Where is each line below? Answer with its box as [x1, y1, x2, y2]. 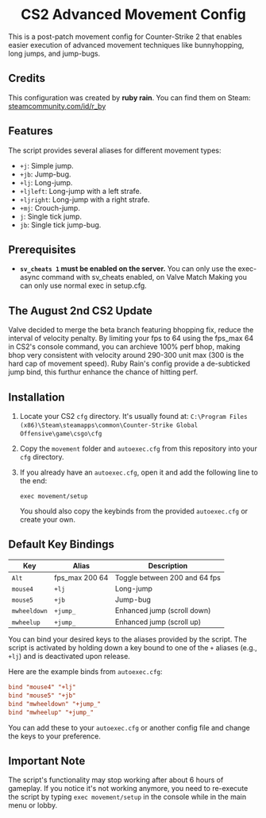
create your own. [19, 515, 75, 524]
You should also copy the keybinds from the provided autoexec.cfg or [19, 506, 249, 516]
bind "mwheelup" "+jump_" [8, 708, 94, 716]
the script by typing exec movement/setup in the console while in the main [8, 792, 247, 802]
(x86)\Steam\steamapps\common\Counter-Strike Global [19, 421, 199, 429]
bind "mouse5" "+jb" [8, 692, 77, 700]
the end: [19, 476, 48, 485]
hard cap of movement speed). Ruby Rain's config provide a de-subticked [8, 359, 251, 369]
